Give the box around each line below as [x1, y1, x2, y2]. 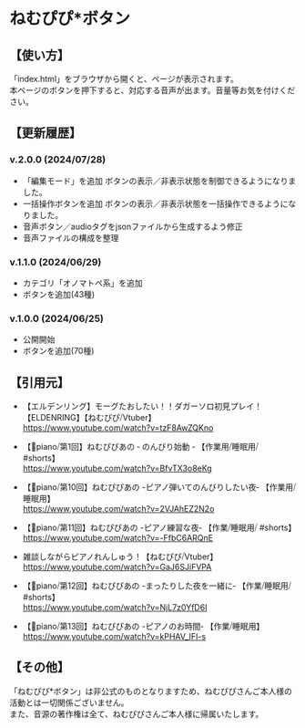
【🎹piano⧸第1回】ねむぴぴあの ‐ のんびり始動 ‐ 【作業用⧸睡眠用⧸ [22, 442, 259, 452]
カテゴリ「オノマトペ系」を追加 [22, 277, 143, 288]
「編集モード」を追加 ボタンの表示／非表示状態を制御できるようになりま [22, 175, 297, 186]
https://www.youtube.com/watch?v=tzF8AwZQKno [22, 422, 214, 433]
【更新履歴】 [9, 125, 82, 141]
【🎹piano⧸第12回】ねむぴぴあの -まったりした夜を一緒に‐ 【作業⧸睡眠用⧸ [22, 580, 291, 591]
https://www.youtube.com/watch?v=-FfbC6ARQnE [22, 533, 214, 544]
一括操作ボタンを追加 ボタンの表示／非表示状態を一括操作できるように [22, 198, 289, 209]
